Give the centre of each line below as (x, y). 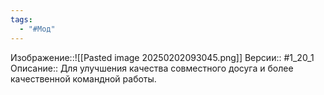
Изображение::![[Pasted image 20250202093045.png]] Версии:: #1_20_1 (162, 57)
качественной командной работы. (83, 78)
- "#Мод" (37, 29)
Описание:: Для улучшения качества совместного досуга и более (152, 68)
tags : (21, 19)
